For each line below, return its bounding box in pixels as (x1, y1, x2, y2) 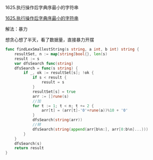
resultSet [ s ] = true (32, 89, 76, 94)
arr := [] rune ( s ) (32, 94, 69, 99)
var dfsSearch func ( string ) (14, 61, 73, 66)
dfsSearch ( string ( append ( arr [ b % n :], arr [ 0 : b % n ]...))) (32, 127, 148, 132)
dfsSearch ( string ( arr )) (32, 117, 83, 123)
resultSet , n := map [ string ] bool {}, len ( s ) (14, 51, 108, 57)
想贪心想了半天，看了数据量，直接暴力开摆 (5, 37, 94, 43)
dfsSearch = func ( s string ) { (14, 65, 79, 71)
